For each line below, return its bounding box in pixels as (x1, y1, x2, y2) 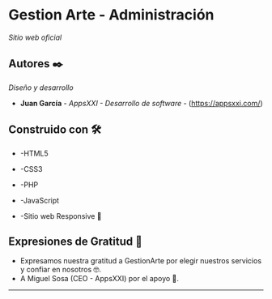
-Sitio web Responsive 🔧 (19, 211, 103, 220)
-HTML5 (19, 148, 49, 158)
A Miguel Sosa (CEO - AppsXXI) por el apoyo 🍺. (19, 274, 180, 284)
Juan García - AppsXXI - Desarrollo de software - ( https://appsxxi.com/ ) (19, 98, 263, 108)
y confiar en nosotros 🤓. (19, 265, 102, 275)
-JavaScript (19, 195, 59, 205)
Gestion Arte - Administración (8, 6, 215, 24)
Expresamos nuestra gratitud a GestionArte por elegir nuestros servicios (19, 256, 261, 266)
